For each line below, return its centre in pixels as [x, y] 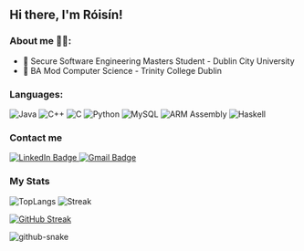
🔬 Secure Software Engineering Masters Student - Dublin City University [158, 61]
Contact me [36, 138]
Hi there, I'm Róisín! [66, 15]
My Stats [30, 182]
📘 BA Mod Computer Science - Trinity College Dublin [122, 70]
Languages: [37, 94]
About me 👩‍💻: [41, 41]
